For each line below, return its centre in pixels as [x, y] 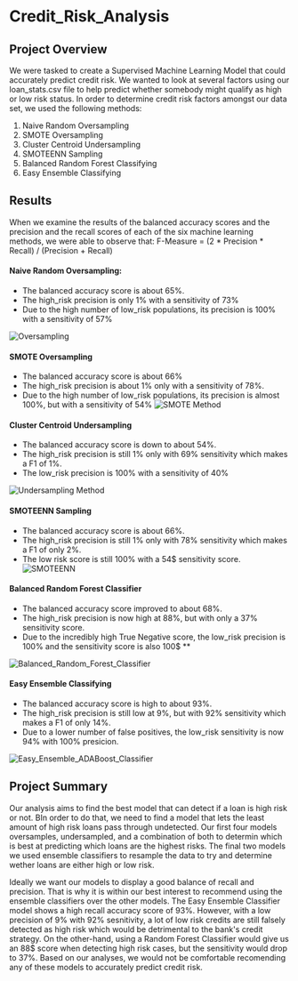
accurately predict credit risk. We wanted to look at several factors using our [149, 80]
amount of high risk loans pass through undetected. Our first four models [143, 827]
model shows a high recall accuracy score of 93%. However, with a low [140, 910]
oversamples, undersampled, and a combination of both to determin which [146, 836]
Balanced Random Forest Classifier [76, 589]
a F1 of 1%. [42, 463]
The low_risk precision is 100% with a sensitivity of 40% [125, 473]
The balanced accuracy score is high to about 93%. [117, 704]
